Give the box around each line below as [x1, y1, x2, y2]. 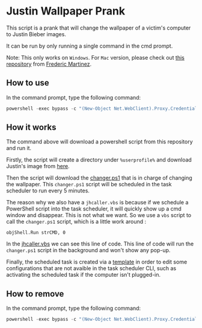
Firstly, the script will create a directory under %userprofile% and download [6, 156, 192, 163]
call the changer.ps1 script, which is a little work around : [6, 218, 147, 225]
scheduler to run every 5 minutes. [6, 187, 90, 194]
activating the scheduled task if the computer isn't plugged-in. [6, 271, 161, 279]
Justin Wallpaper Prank [6, 4, 125, 18]
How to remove [6, 288, 64, 299]
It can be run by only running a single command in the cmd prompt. [6, 42, 173, 49]
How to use [6, 78, 49, 88]
